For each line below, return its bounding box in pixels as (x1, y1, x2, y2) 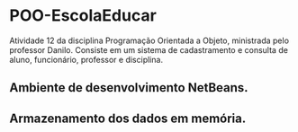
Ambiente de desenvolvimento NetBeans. (9, 80, 249, 95)
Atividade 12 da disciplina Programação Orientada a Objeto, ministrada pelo (9, 35, 290, 46)
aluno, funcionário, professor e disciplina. (9, 54, 164, 65)
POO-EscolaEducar (9, 5, 158, 26)
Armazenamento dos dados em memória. (9, 110, 247, 126)
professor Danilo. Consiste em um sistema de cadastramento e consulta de (9, 44, 288, 55)
